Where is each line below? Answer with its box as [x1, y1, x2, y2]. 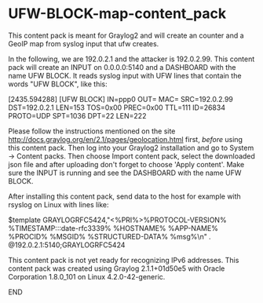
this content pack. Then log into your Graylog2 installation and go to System [8, 143, 254, 152]
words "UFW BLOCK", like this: [8, 79, 108, 89]
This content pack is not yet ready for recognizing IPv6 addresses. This [8, 255, 239, 265]
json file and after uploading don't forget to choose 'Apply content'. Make [8, 159, 245, 169]
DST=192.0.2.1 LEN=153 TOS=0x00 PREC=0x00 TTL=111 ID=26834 [8, 103, 226, 112]
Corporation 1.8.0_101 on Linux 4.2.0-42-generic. [8, 272, 166, 281]
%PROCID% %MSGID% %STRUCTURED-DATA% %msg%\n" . [8, 232, 212, 241]
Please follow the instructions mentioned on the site [8, 126, 176, 136]
